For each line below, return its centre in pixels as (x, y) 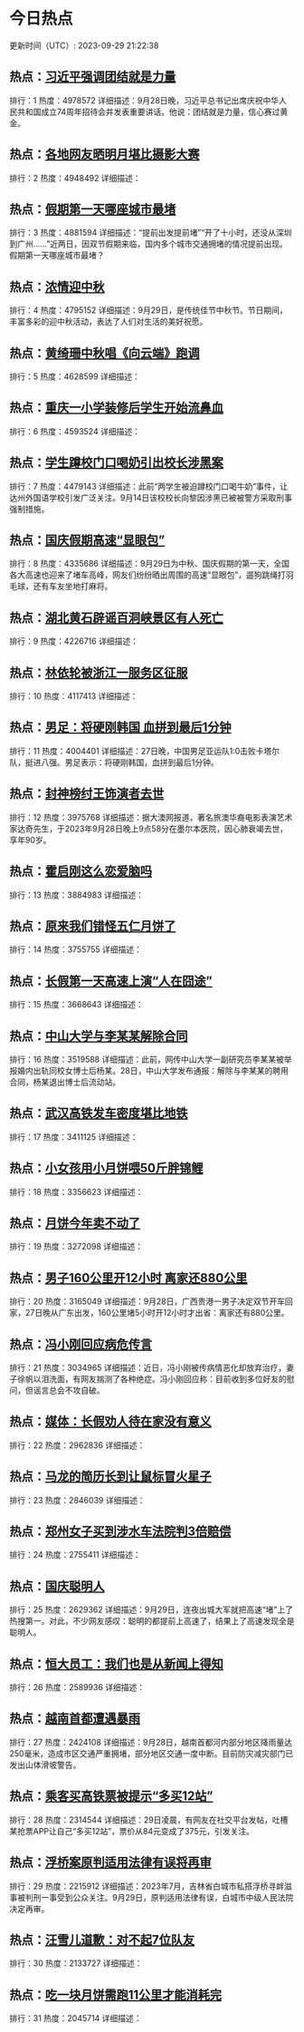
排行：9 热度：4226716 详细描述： (74, 641)
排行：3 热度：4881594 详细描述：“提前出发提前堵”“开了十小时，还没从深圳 (151, 233)
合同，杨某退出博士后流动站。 (65, 1082)
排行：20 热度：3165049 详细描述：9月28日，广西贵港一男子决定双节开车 (147, 1301)
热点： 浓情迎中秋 (57, 287)
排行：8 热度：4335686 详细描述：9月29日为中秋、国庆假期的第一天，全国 (150, 564)
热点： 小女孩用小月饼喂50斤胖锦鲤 (106, 1168)
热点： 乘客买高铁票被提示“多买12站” (111, 1796)
